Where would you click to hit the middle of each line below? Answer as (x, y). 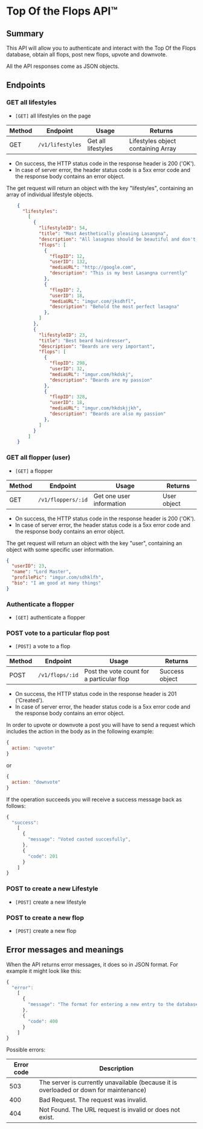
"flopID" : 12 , (67, 256)
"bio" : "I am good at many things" (56, 583)
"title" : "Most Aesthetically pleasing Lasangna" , (104, 234)
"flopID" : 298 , (68, 363)
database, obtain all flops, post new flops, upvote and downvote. (87, 55)
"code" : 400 (43, 1021)
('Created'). (29, 700)
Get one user (112, 496)
